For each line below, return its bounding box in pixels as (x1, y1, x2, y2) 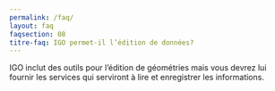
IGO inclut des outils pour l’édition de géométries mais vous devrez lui (9, 62, 267, 73)
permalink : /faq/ (9, 12, 74, 22)
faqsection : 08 (9, 29, 66, 38)
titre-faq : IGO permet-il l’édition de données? (9, 37, 194, 47)
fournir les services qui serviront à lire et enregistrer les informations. (9, 72, 264, 83)
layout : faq (9, 21, 54, 30)
